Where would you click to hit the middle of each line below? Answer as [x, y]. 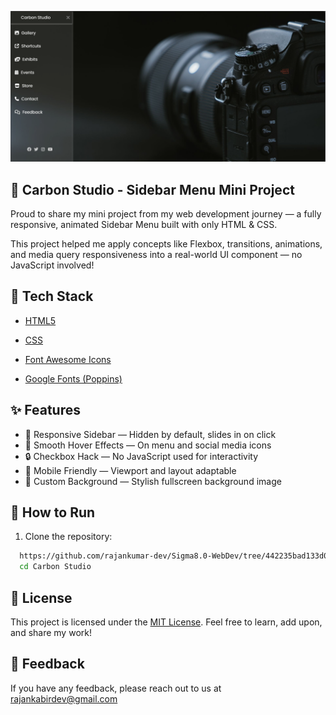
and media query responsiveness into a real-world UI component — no [156, 254]
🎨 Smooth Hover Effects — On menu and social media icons [148, 445]
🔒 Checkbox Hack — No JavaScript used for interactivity [141, 456]
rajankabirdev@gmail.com [64, 698]
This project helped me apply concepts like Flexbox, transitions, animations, [166, 243]
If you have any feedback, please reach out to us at [116, 688]
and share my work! [51, 632]
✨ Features [45, 410]
